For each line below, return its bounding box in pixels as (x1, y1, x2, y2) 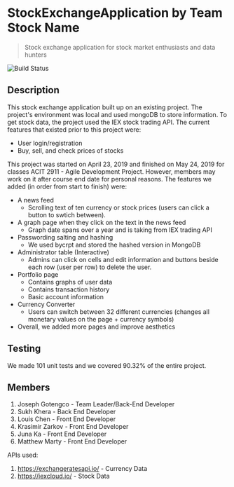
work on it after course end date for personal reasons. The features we (7, 174, 212, 183)
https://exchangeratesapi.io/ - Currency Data (17, 465, 148, 473)
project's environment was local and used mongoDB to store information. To (7, 110, 228, 118)
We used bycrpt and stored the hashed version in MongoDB (27, 240, 201, 249)
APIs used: (7, 451, 39, 460)
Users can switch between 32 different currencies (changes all (27, 307, 210, 316)
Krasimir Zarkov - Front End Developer (17, 423, 129, 431)
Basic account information (27, 292, 104, 301)
